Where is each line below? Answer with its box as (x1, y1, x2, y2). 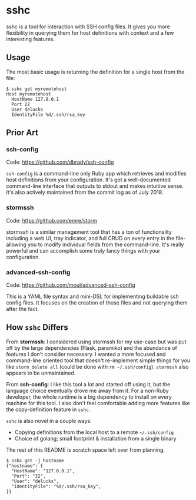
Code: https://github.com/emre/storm (6, 217, 97, 224)
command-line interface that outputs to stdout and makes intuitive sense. (6, 183, 184, 190)
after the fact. (6, 306, 39, 313)
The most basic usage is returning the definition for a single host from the (6, 68, 185, 75)
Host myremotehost (6, 91, 51, 97)
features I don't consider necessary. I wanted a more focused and (6, 350, 166, 357)
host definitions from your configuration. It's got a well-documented (6, 176, 171, 183)
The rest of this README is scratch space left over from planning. (6, 446, 165, 453)
